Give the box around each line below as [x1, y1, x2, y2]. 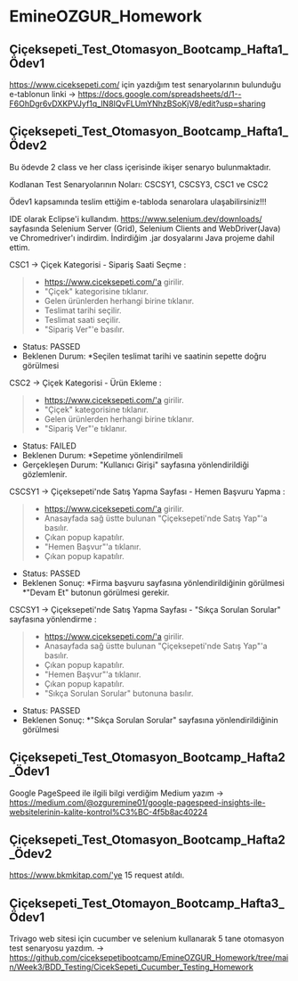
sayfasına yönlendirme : [9, 614, 97, 624]
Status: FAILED [21, 440, 77, 451]
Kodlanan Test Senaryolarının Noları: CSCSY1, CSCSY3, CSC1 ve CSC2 [9, 178, 269, 189]
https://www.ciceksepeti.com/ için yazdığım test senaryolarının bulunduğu [9, 79, 282, 90]
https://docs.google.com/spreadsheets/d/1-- [77, 89, 242, 99]
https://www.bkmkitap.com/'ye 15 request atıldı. [9, 870, 185, 880]
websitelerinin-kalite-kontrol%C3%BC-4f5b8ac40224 [9, 806, 208, 817]
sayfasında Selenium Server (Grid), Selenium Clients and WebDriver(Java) [9, 223, 281, 234]
